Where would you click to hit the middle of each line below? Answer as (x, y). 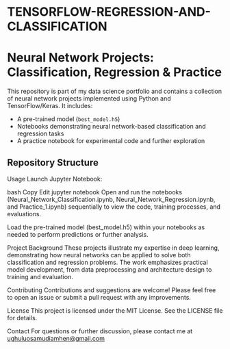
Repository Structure (53, 163)
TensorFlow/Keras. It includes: (50, 106)
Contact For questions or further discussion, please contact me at (100, 331)
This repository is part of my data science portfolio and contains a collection (115, 91)
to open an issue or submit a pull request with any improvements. (99, 297)
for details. (22, 318)
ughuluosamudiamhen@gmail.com (56, 338)
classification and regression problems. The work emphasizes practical (107, 262)
